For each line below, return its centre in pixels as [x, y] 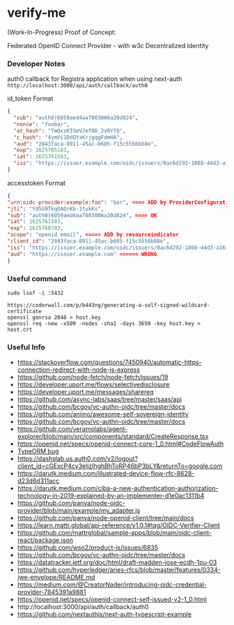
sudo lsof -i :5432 [36, 293]
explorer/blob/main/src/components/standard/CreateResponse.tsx [113, 437]
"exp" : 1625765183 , [42, 150]
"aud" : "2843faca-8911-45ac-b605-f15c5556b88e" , [85, 144]
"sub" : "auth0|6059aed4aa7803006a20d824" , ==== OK [82, 215]
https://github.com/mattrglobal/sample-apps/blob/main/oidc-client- [115, 533]
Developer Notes [36, 63]
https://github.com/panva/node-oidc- [71, 503]
